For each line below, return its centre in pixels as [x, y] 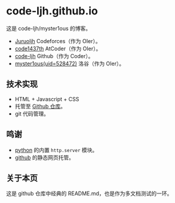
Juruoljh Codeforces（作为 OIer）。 [58, 41]
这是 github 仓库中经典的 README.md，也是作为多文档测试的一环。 [89, 193]
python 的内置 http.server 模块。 [56, 150]
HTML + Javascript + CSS [47, 99]
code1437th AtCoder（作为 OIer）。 [58, 49]
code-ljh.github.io [52, 11]
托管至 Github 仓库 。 [40, 106]
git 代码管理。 [32, 113]
